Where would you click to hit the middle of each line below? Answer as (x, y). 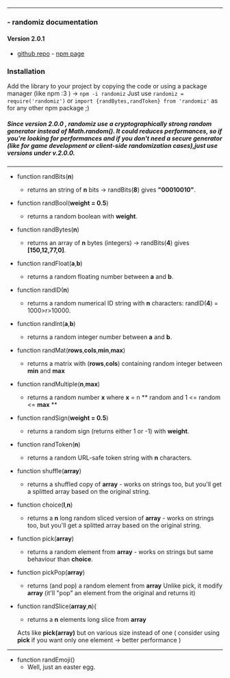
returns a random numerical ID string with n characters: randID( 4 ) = (123, 303)
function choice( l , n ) (45, 505)
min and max (46, 371)
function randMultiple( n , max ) (59, 384)
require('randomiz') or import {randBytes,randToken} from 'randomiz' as (112, 101)
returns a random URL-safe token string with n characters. (110, 458)
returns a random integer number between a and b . (100, 337)
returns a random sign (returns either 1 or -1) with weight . (108, 431)
